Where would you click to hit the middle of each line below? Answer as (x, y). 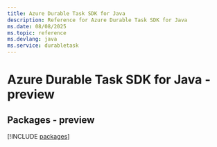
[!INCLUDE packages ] (38, 136)
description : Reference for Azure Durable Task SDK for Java (97, 20)
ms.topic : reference (37, 33)
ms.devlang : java (32, 39)
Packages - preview (51, 120)
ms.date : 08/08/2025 (37, 26)
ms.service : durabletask (43, 46)
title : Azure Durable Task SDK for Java (67, 13)
